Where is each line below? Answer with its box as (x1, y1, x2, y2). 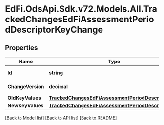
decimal (48, 83, 68, 90)
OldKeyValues (7, 94, 41, 101)
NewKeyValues (7, 103, 44, 109)
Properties (5, 43, 38, 52)
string (48, 69, 63, 76)
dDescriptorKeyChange (5, 24, 103, 35)
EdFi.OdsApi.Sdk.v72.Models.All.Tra (5, 3, 157, 15)
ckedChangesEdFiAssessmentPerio (5, 14, 154, 25)
